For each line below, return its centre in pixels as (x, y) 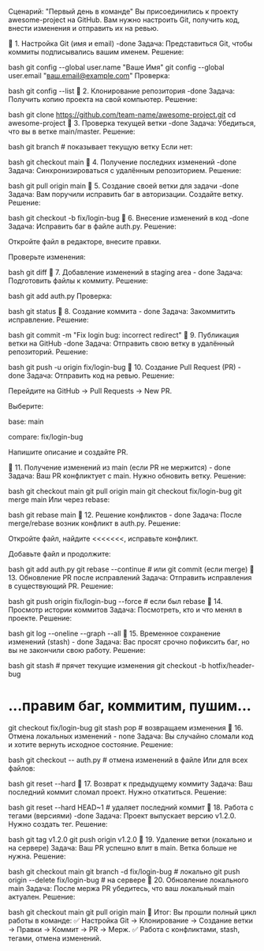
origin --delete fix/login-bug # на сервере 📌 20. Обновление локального (128, 880)
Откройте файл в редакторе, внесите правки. (85, 242)
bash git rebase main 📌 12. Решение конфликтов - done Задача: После (125, 515)
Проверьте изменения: (47, 257)
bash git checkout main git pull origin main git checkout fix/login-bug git (125, 491)
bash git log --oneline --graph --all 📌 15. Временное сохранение (114, 633)
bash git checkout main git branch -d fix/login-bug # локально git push (124, 871)
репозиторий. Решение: (48, 352)
